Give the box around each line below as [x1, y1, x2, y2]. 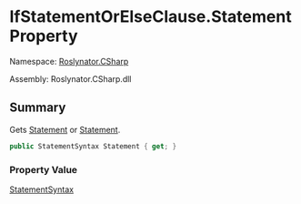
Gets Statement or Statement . [9, 124, 121, 135]
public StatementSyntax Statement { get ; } [9, 141, 177, 151]
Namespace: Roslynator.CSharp [9, 56, 129, 66]
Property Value [9, 163, 78, 176]
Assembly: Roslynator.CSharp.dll [9, 73, 132, 84]
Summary [9, 100, 66, 116]
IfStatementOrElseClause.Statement [9, 6, 293, 27]
